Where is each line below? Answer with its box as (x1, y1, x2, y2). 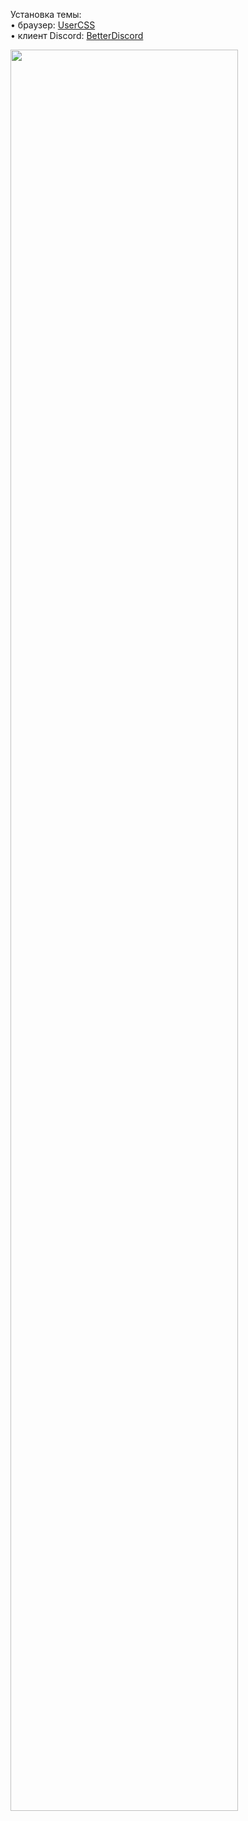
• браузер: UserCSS (10, 19, 96, 31)
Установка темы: (10, 9, 82, 20)
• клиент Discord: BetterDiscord (10, 30, 144, 41)
